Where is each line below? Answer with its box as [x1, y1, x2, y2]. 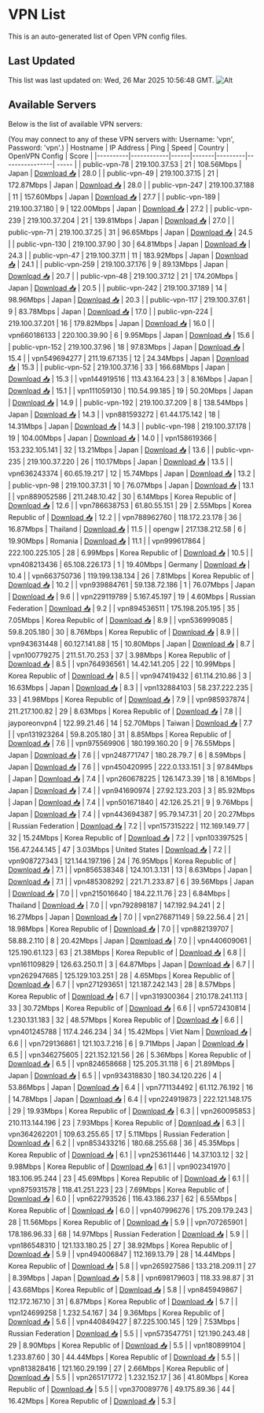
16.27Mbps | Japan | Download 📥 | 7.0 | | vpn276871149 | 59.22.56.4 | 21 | [8, 912, 249, 922]
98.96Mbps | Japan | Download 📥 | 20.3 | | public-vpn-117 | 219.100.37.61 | [8, 295, 251, 304]
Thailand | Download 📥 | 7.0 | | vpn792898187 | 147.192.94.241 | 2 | [8, 900, 225, 910]
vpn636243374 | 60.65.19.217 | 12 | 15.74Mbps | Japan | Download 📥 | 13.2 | [8, 469, 255, 478]
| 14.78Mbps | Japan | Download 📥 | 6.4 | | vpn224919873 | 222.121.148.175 [8, 1094, 252, 1103]
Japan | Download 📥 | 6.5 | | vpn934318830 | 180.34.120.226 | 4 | [8, 1070, 222, 1080]
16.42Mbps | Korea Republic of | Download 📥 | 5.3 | [8, 1396, 176, 1405]
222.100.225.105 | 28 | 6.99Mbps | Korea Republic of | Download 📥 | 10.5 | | [8, 547, 253, 557]
